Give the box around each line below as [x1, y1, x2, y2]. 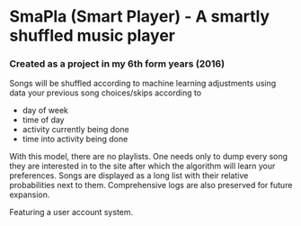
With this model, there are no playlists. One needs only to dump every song [9, 151, 288, 162]
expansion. [9, 189, 50, 200]
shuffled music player [9, 25, 176, 46]
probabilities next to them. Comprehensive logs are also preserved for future [9, 180, 293, 191]
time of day [22, 114, 65, 125]
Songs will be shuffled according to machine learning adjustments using [9, 78, 277, 89]
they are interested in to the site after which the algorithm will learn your [9, 160, 276, 172]
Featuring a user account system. [9, 207, 134, 218]
